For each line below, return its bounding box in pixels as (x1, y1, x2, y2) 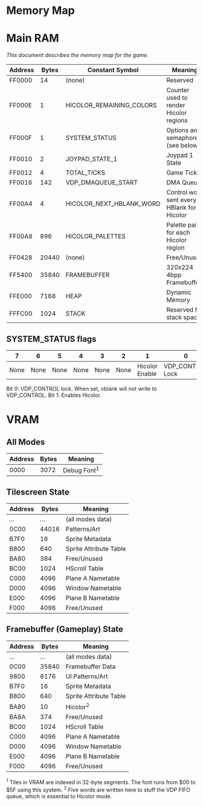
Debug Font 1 (63, 465, 100, 475)
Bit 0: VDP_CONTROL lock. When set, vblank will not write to (6, 385, 157, 392)
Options (166, 126, 189, 135)
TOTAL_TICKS (65, 168, 106, 177)
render (166, 101, 185, 110)
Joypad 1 (166, 151, 193, 159)
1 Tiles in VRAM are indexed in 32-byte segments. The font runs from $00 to (6, 778, 196, 785)
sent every (166, 196, 196, 204)
